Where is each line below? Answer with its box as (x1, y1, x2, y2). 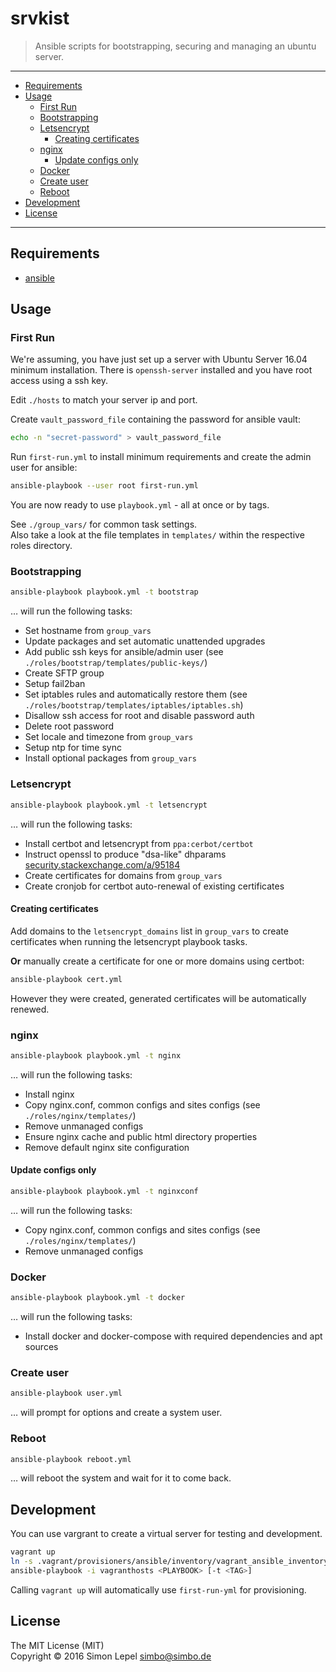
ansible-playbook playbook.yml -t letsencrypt (10, 800, 208, 810)
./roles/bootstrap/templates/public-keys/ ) (24, 657, 208, 669)
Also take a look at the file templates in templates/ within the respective (10, 529, 305, 541)
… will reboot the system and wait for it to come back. (10, 1472, 232, 1484)
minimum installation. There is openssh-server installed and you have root (10, 364, 313, 376)
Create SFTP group (24, 667, 105, 679)
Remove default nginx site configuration (24, 1141, 190, 1153)
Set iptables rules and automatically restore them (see (24, 688, 248, 701)
